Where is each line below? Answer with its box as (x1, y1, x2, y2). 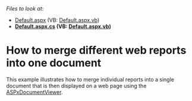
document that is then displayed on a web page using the (6, 82, 147, 89)
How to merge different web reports (6, 44, 187, 57)
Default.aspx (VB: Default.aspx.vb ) (14, 17, 100, 23)
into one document (6, 56, 102, 70)
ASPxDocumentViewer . (6, 89, 63, 96)
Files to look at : (6, 5, 44, 12)
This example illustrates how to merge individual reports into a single (6, 75, 174, 83)
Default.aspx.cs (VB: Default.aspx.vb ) (14, 23, 111, 30)
